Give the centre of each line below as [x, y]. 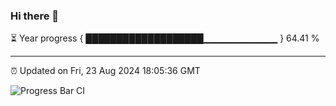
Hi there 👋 [35, 16]
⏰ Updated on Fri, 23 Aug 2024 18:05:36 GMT [105, 71]
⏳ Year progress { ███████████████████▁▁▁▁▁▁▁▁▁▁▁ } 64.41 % [165, 38]
